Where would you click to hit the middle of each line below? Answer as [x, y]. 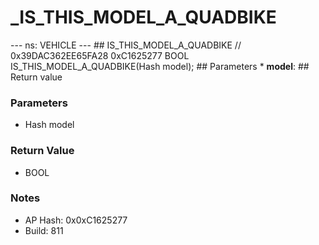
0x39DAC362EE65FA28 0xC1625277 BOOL [100, 55]
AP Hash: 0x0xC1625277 [76, 220]
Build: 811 [44, 230]
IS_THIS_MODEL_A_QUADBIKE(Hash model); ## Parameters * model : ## [160, 66]
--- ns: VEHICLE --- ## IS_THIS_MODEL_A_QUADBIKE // [126, 45]
